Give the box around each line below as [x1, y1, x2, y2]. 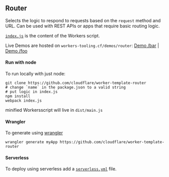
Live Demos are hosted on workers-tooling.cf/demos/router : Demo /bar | [5, 42, 159, 49]
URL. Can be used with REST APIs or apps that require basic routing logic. [5, 23, 160, 29]
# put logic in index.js [5, 90, 58, 95]
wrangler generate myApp [5, 140, 58, 145]
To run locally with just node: [5, 71, 66, 77]
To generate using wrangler [5, 130, 63, 136]
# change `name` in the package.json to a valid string [5, 85, 126, 90]
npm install [5, 94, 30, 99]
